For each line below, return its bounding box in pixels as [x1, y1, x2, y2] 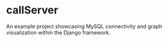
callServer [6, 3, 58, 17]
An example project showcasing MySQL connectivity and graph [6, 23, 163, 30]
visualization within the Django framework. [6, 29, 111, 36]
